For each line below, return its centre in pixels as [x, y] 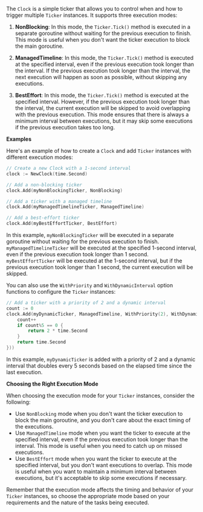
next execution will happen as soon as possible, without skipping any [101, 77]
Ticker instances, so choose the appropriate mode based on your [88, 496]
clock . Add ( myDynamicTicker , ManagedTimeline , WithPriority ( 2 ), [88, 314]
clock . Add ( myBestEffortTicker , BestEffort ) [62, 224]
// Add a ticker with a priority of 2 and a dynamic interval [86, 303]
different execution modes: [40, 157]
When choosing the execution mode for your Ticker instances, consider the [101, 395]
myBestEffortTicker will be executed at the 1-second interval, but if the [94, 261]
